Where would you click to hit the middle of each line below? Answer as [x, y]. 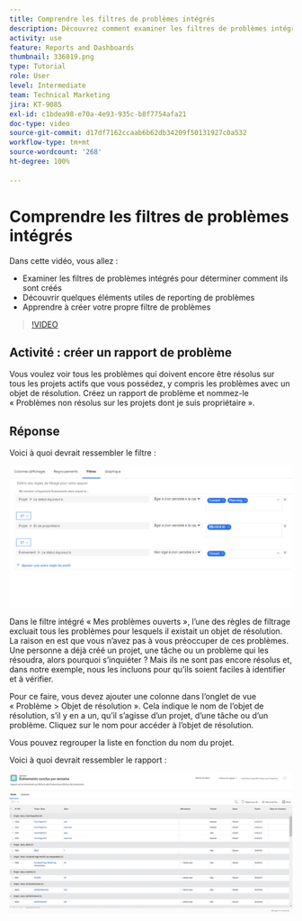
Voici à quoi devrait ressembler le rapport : [88, 760]
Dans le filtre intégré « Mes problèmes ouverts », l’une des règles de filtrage [150, 622]
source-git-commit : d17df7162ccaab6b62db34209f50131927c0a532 [128, 133]
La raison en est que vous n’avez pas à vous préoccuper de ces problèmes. [149, 641]
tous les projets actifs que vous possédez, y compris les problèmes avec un [150, 384]
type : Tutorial [38, 67]
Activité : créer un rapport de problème [120, 352]
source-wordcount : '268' [56, 152]
